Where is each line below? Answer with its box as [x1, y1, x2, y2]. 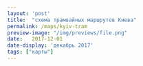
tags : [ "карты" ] [7, 49, 54, 56]
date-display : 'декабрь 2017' [7, 42, 94, 49]
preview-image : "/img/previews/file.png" [7, 29, 128, 36]
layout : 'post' [7, 10, 51, 17]
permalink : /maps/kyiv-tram [7, 23, 88, 30]
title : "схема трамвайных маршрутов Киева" [7, 16, 137, 23]
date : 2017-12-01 [7, 36, 63, 43]
